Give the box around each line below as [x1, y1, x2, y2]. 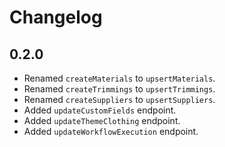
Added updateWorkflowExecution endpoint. [23, 126, 199, 137]
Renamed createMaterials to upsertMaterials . [23, 72, 216, 84]
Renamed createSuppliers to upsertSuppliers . [23, 94, 216, 105]
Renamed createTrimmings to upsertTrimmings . [23, 83, 216, 95]
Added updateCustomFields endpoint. [23, 104, 177, 116]
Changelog [9, 6, 103, 29]
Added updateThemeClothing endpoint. [23, 115, 181, 126]
